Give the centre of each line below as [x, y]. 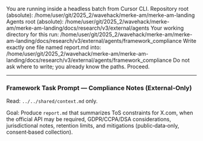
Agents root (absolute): [35, 21]
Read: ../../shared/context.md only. [52, 101]
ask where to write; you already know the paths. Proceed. [78, 67]
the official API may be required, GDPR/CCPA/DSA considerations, [89, 119]
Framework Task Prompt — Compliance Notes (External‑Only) [99, 88]
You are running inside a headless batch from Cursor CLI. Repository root [98, 9]
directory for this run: [33, 34]
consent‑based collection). [40, 132]
